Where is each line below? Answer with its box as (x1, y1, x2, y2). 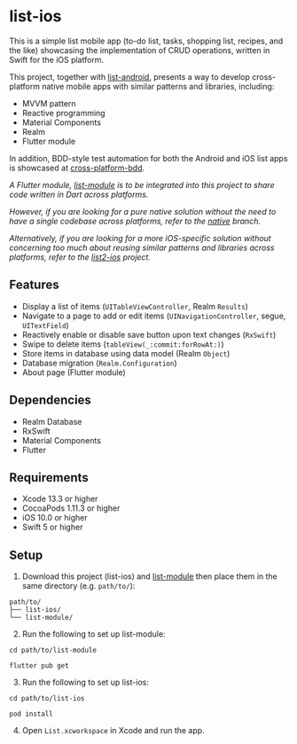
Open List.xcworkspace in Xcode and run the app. (21, 725, 206, 736)
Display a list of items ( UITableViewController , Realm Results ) (21, 301, 248, 311)
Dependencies (9, 393, 91, 408)
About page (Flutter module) (21, 366, 126, 378)
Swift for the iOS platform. (9, 54, 105, 65)
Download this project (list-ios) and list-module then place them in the (21, 571, 277, 582)
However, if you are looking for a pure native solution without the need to (9, 206, 277, 216)
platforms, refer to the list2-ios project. (9, 251, 151, 262)
